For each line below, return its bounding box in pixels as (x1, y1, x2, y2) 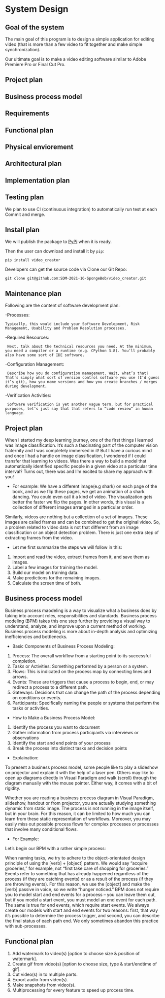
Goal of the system (5, 23, 65, 32)
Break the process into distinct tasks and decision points (12, 745, 127, 751)
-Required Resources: (5, 334, 50, 341)
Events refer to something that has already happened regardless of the (5, 870, 149, 876)
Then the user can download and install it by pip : (5, 248, 104, 254)
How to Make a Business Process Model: (12, 714, 96, 720)
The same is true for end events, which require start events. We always (5, 902, 149, 908)
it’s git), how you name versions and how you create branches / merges (5, 380, 158, 385)
